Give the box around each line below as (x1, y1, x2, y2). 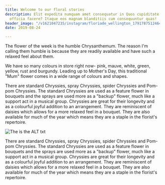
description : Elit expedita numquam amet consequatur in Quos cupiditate (5, 12, 160, 17)
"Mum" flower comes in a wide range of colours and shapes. (5, 73, 128, 79)
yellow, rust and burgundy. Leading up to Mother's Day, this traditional (5, 68, 147, 74)
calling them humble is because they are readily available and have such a (5, 48, 156, 54)
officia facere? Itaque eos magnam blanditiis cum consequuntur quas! (9, 16, 157, 21)
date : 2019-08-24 (5, 25, 41, 30)
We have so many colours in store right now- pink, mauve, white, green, (5, 63, 151, 69)
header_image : (5, 21, 34, 26)
